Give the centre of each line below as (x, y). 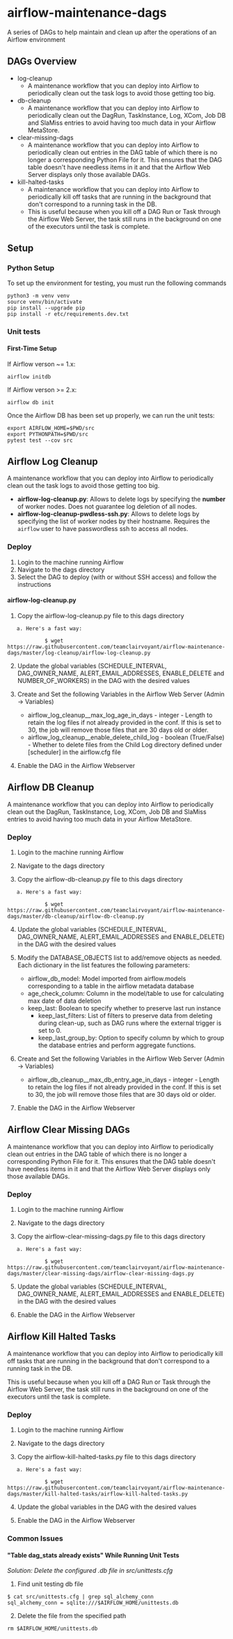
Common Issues (35, 1539)
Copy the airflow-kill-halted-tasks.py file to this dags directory (106, 1457)
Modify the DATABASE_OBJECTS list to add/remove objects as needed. (120, 957)
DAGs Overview (42, 62)
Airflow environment (37, 39)
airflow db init (31, 402)
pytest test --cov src (40, 440)
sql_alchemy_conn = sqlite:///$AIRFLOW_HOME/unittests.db (93, 1603)
